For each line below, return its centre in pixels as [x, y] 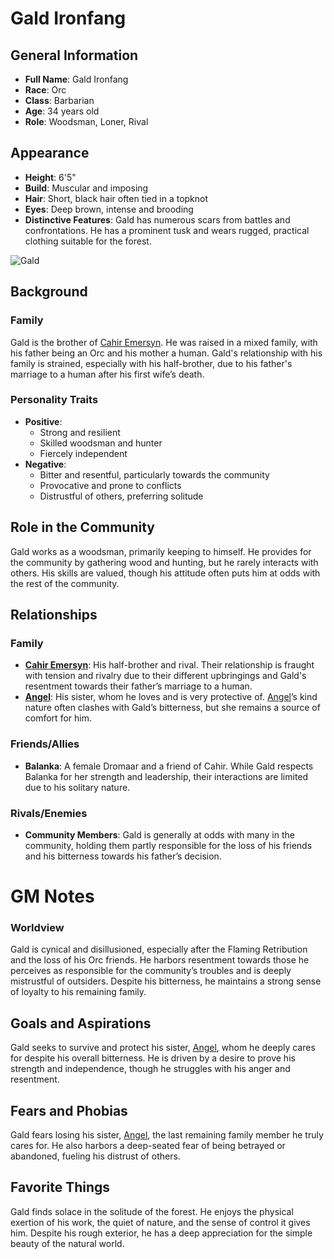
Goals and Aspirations [81, 1023]
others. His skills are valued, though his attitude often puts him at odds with [165, 573]
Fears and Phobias [69, 1110]
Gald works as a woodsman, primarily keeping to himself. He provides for [161, 551]
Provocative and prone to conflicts [110, 485]
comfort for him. [58, 718]
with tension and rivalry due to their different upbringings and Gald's [165, 676]
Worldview [37, 927]
